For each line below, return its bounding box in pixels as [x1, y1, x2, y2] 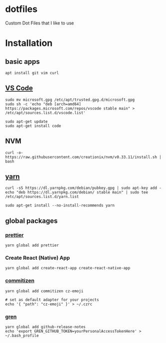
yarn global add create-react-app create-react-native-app [5, 266, 131, 271]
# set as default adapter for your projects [5, 297, 99, 302]
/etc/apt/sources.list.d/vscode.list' [5, 110, 86, 115]
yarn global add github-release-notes [5, 324, 86, 330]
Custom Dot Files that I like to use [5, 20, 74, 26]
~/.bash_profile [5, 333, 39, 338]
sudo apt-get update [5, 119, 48, 124]
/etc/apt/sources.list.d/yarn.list [5, 194, 79, 199]
